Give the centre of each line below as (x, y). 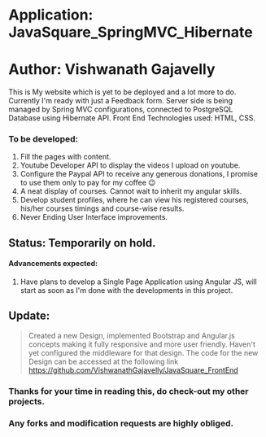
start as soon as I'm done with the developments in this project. (126, 291)
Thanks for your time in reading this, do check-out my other (129, 391)
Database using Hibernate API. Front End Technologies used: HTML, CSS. (132, 118)
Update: (29, 316)
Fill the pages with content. (65, 157)
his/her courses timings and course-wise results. (102, 208)
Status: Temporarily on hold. (82, 243)
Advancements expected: (53, 264)
